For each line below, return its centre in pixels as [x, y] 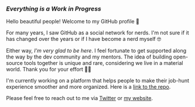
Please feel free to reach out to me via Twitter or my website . [80, 98]
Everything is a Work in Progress [54, 9]
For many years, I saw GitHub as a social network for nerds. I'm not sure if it [97, 33]
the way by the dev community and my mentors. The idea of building [89, 57]
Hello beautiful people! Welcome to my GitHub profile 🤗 [73, 22]
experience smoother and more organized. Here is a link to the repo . [88, 87]
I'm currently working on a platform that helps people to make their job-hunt [97, 81]
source [15, 63]
